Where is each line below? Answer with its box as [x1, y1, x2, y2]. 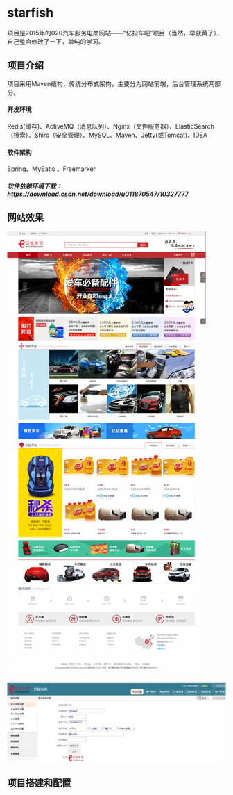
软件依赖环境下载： [7, 182, 62, 190]
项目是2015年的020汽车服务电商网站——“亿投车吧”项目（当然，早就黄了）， [7, 28, 223, 37]
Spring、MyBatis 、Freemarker [7, 165, 96, 173]
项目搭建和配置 [7, 777, 71, 789]
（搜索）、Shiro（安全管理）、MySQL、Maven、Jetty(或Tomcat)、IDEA [7, 131, 208, 139]
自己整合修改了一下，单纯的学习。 [7, 37, 105, 46]
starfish [7, 5, 54, 21]
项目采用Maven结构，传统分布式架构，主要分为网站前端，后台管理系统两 [7, 79, 215, 88]
